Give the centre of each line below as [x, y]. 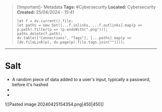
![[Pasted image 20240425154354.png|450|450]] [54, 104]
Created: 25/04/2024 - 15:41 [46, 12]
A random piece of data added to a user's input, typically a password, [81, 79]
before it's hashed [30, 84]
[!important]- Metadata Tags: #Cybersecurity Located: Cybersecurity [86, 7]
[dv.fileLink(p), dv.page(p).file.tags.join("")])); [71, 42]
